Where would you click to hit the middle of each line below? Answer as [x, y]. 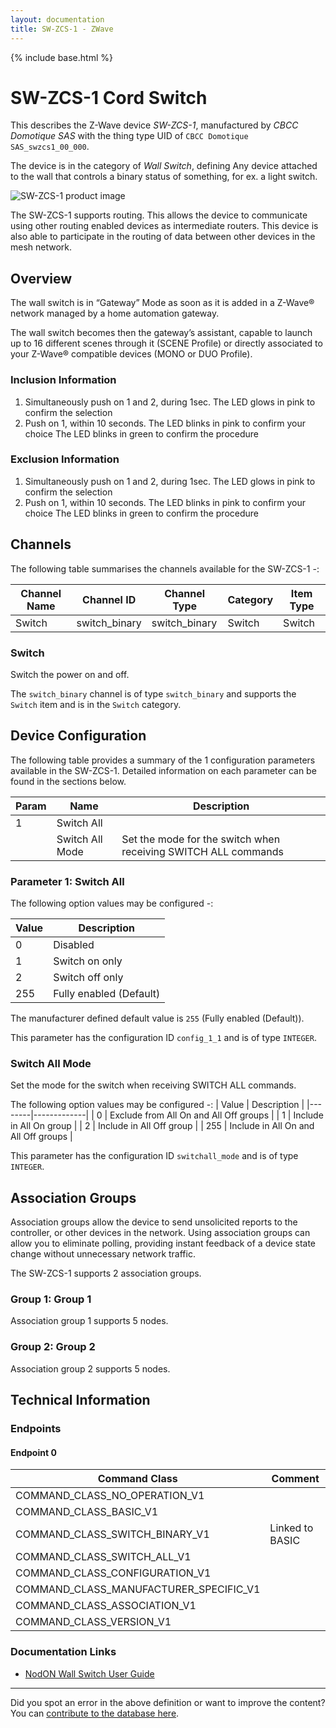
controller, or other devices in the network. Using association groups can [160, 1233]
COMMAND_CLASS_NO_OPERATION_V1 [110, 1496]
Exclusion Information [65, 459]
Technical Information [80, 1400]
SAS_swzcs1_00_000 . [50, 147]
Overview [41, 278]
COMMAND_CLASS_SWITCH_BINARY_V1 [112, 1534]
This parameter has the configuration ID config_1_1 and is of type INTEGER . [163, 1038]
